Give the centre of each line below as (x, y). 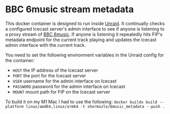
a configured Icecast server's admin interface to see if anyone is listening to (85, 28)
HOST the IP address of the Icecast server (55, 70)
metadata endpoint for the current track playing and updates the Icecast (81, 40)
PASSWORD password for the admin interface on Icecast (69, 86)
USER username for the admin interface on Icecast (64, 81)
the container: (20, 60)
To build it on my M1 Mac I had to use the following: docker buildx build (81, 102)
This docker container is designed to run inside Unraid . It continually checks (85, 23)
